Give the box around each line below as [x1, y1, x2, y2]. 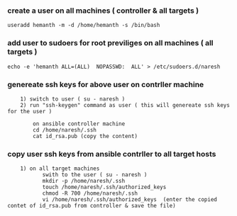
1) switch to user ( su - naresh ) [20, 95, 126, 103]
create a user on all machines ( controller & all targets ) [7, 6, 199, 16]
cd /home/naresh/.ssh [33, 126, 97, 133]
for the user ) [7, 108, 53, 115]
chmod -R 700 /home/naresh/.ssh [42, 190, 138, 197]
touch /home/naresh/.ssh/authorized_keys [42, 183, 167, 191]
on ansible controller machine [33, 120, 126, 127]
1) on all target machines [20, 165, 100, 172]
